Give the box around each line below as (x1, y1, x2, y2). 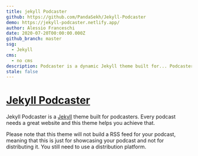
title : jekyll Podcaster (6, 8, 67, 15)
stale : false (6, 69, 38, 74)
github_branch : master (6, 36, 62, 42)
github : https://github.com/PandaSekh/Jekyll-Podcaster (6, 14, 146, 20)
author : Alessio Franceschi (6, 25, 75, 31)
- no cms (11, 57, 33, 63)
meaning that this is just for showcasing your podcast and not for (6, 137, 164, 144)
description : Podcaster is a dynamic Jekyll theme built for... (6, 63, 167, 69)
